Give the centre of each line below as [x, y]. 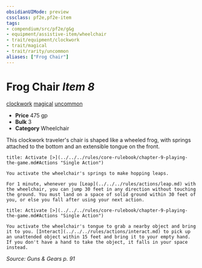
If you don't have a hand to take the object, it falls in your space [97, 242]
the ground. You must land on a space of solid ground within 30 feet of [101, 194]
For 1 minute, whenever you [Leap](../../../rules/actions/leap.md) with [101, 184]
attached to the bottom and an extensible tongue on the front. [83, 146]
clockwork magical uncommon [44, 103]
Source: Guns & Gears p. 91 [41, 258]
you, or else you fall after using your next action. [76, 200]
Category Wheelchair [42, 128]
